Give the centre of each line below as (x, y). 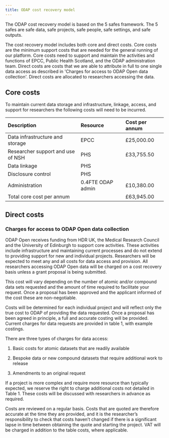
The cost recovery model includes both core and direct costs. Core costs (81, 45)
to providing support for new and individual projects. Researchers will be (80, 256)
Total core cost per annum (39, 197)
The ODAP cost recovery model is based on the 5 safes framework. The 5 (82, 24)
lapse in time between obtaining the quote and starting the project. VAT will (83, 425)
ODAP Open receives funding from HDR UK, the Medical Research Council (82, 240)
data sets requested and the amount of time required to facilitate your (77, 287)
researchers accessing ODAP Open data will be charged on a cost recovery (83, 267)
